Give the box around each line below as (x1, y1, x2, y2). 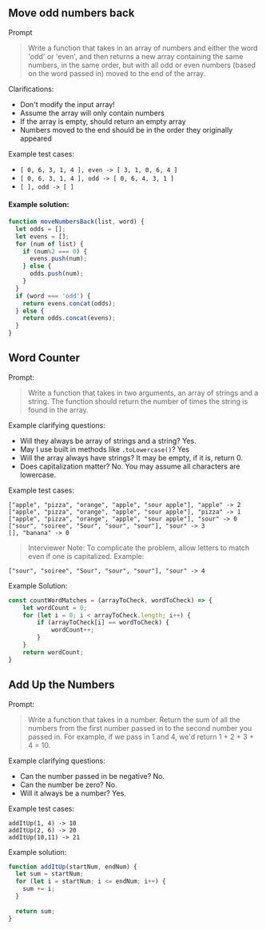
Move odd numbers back (8, 6, 135, 20)
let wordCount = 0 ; (22, 604, 88, 612)
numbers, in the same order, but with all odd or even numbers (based (27, 60, 256, 70)
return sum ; (15, 907, 56, 915)
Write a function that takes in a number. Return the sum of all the (27, 715, 240, 724)
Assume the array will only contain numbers (19, 108, 165, 118)
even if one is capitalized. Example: (27, 551, 145, 561)
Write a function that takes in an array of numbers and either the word (27, 43, 258, 53)
